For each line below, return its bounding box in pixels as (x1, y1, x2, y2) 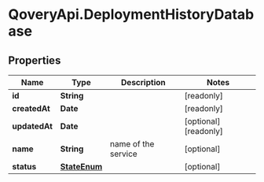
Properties (8, 54, 61, 67)
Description (120, 77, 167, 87)
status (12, 162, 37, 172)
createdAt (12, 103, 51, 113)
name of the (109, 139, 155, 149)
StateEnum (60, 162, 103, 172)
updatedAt (12, 121, 53, 132)
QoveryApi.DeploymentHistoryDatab (8, 6, 255, 24)
